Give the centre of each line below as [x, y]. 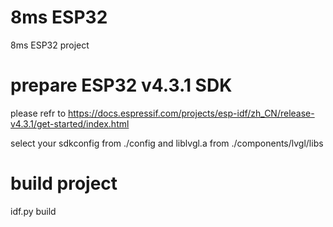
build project [64, 183]
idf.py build [33, 211]
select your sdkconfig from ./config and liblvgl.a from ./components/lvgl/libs [167, 143]
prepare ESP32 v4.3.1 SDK [121, 85]
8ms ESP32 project [50, 45]
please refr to [38, 113]
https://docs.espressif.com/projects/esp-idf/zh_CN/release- [191, 113]
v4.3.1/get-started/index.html [70, 123]
